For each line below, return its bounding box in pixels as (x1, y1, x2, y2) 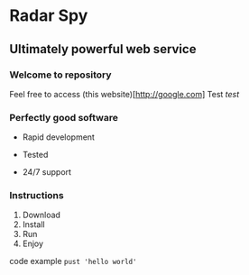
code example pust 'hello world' (9, 256, 137, 267)
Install (22, 219, 45, 230)
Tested (22, 150, 49, 160)
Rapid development (22, 132, 95, 142)
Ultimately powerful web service (9, 41, 197, 57)
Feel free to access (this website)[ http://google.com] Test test (9, 88, 240, 99)
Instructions (9, 189, 65, 202)
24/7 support (22, 167, 72, 178)
